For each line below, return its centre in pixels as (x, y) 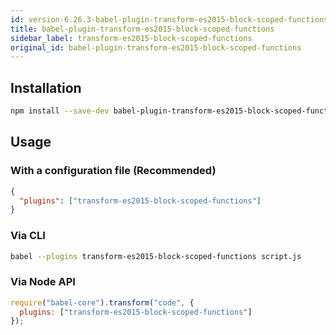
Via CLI (28, 236)
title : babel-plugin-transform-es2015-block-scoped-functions (142, 29)
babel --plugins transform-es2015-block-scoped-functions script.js (156, 256)
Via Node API (43, 282)
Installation (46, 87)
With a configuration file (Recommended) (113, 171)
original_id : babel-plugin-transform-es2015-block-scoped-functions (156, 47)
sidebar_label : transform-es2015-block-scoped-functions (131, 38)
